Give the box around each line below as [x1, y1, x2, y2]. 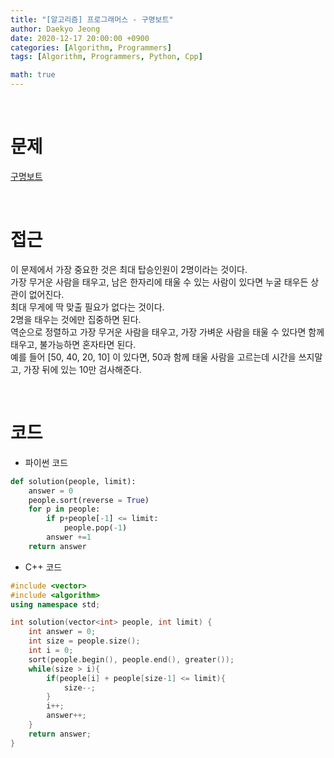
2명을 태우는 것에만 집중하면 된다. [10, 313, 142, 325]
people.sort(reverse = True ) [28, 495, 150, 505]
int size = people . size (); [28, 636, 141, 646]
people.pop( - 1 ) [63, 523, 128, 533]
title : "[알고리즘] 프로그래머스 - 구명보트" [10, 14, 174, 25]
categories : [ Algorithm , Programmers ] [10, 42, 172, 53]
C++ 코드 [24, 561, 63, 573]
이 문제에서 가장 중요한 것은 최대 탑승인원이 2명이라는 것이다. [10, 263, 248, 275]
